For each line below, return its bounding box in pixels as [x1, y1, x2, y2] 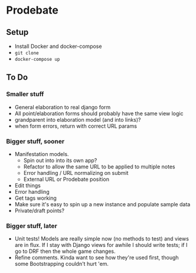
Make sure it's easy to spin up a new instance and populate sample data [14, 200, 191, 207]
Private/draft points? [14, 207, 65, 214]
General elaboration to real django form [14, 103, 111, 110]
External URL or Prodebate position [23, 175, 109, 183]
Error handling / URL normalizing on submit [23, 169, 129, 176]
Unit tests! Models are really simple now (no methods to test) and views [14, 235, 189, 242]
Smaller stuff [6, 90, 44, 98]
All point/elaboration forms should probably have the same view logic [14, 110, 184, 117]
